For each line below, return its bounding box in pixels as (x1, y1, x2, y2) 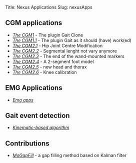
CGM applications (5, 18, 62, 27)
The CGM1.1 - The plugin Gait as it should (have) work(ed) (12, 37, 131, 43)
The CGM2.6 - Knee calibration (12, 69, 77, 75)
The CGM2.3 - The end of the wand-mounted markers (12, 53, 125, 59)
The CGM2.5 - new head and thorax (12, 63, 87, 69)
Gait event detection (5, 111, 70, 120)
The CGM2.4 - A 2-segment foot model (12, 58, 94, 64)
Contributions (5, 139, 49, 147)
